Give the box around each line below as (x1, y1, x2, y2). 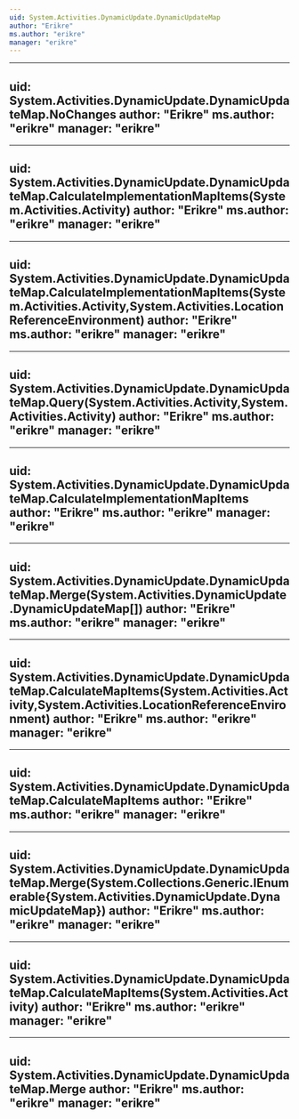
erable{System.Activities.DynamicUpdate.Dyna (9, 890, 280, 905)
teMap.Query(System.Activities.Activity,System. (9, 395, 289, 410)
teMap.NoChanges (9, 107, 117, 122)
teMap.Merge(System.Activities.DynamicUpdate (9, 587, 287, 602)
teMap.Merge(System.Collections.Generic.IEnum (9, 875, 289, 890)
